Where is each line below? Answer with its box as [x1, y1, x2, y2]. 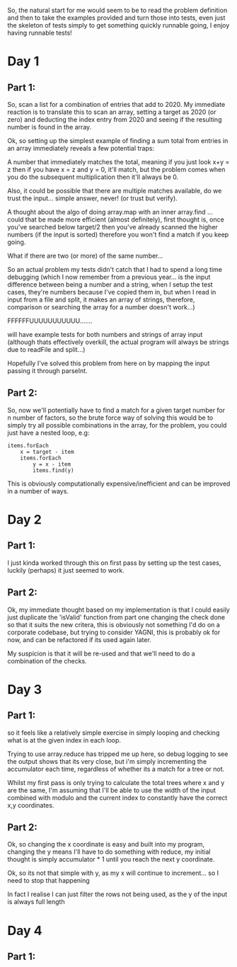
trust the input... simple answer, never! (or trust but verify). [7, 194, 178, 202]
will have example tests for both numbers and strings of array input [7, 331, 203, 338]
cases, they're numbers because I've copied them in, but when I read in [7, 288, 216, 296]
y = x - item [33, 460, 71, 468]
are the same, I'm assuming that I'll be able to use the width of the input [7, 786, 216, 794]
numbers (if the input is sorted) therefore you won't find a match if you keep [7, 230, 229, 239]
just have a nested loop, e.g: [7, 428, 90, 437]
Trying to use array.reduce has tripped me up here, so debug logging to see [7, 750, 229, 758]
